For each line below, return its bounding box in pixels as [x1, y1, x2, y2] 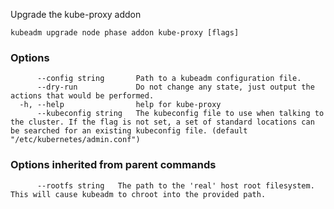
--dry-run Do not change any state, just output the [36, 82, 315, 93]
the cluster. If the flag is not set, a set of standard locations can [10, 117, 315, 128]
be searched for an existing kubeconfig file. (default [10, 126, 248, 136]
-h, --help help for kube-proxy [19, 100, 222, 110]
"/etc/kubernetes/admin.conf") [10, 135, 141, 145]
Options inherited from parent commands [10, 158, 217, 172]
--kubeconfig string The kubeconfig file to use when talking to [36, 109, 325, 119]
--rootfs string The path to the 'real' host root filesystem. [36, 180, 315, 191]
